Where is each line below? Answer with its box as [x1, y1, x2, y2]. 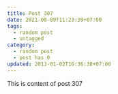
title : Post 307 [7, 10, 53, 17]
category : [7, 42, 35, 48]
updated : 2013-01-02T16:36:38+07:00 [7, 61, 111, 67]
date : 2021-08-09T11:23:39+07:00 [7, 16, 102, 23]
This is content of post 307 [7, 79, 83, 87]
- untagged [13, 35, 44, 42]
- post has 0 [13, 54, 50, 61]
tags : [7, 22, 23, 29]
